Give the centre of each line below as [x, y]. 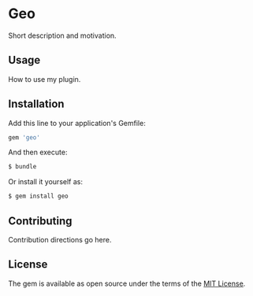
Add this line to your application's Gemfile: [77, 123]
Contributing [40, 221]
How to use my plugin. [45, 79]
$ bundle [22, 167]
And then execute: [38, 152]
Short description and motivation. [62, 35]
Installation [36, 104]
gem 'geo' [24, 137]
